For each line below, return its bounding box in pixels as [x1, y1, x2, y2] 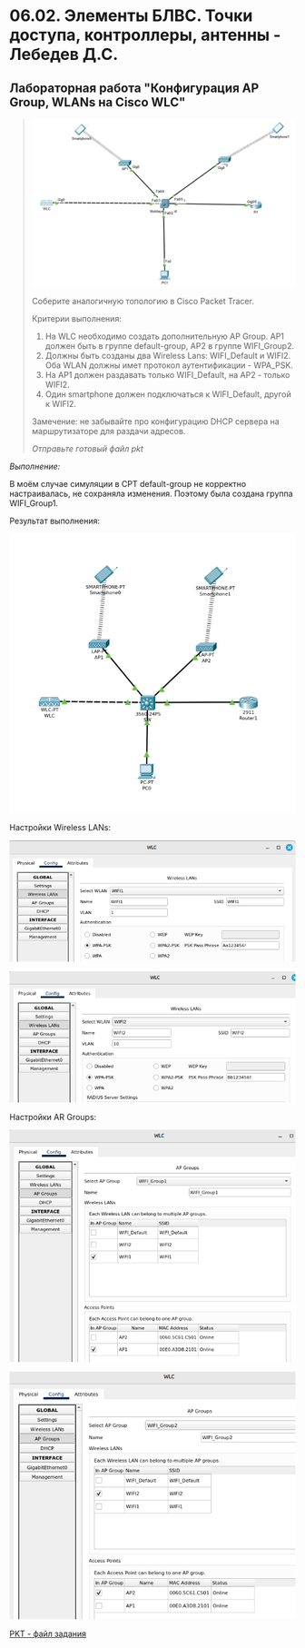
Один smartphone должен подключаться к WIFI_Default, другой [44, 388, 292, 400]
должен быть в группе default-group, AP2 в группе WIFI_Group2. [44, 340, 295, 351]
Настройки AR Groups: [9, 1112, 97, 1123]
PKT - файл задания [9, 1628, 87, 1639]
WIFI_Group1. [9, 497, 59, 509]
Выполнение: [9, 461, 61, 472]
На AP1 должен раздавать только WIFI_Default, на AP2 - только [44, 369, 290, 380]
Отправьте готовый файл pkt [31, 442, 143, 454]
